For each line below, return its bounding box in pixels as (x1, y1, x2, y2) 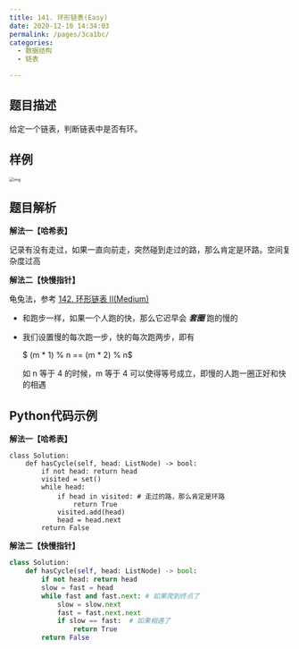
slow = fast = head (41, 583, 114, 592)
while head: (41, 482, 87, 492)
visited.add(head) (56, 508, 126, 517)
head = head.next (56, 516, 122, 525)
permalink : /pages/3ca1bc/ (9, 30, 110, 38)
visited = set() (41, 475, 102, 484)
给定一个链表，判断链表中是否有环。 (9, 123, 143, 134)
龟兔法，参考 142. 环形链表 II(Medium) (9, 294, 150, 304)
